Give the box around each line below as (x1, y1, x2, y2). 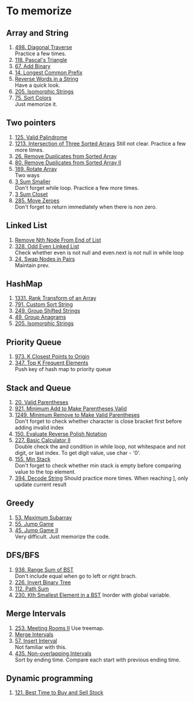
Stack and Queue (6, 383, 71, 393)
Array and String (6, 28, 69, 38)
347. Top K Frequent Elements (14, 359, 89, 367)
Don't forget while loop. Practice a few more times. (14, 184, 139, 191)
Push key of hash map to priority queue (14, 366, 112, 373)
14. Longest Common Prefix (14, 69, 83, 76)
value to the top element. (14, 469, 76, 476)
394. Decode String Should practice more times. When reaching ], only (14, 475, 189, 482)
